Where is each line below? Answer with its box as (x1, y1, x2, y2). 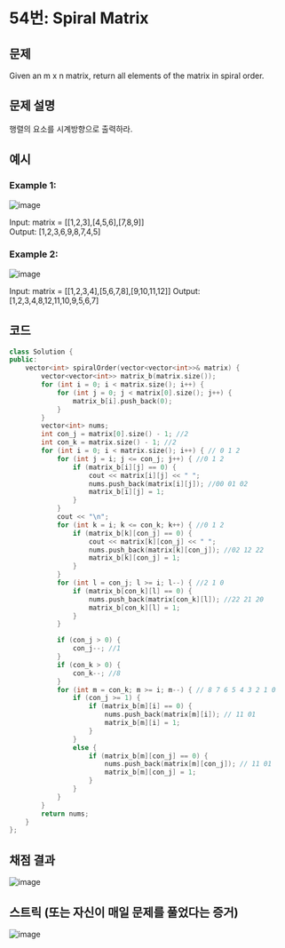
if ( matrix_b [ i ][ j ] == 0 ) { (72, 463, 177, 472)
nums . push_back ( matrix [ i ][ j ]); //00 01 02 (88, 479, 249, 489)
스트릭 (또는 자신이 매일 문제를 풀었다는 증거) (9, 904, 239, 920)
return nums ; (41, 809, 90, 818)
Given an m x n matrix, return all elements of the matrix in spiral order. (9, 70, 265, 81)
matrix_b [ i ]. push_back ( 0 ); (72, 396, 173, 405)
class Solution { (9, 347, 74, 356)
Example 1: (9, 179, 57, 192)
